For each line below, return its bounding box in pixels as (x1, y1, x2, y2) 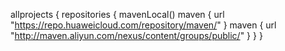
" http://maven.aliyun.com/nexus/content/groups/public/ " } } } (10, 30, 263, 41)
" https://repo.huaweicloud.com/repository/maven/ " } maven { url (10, 19, 277, 31)
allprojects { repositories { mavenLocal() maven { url (10, 9, 225, 20)
